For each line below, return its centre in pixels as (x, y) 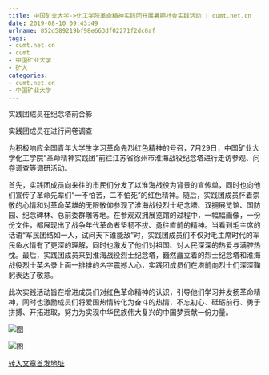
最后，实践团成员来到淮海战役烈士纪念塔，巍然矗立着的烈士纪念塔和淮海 (141, 255)
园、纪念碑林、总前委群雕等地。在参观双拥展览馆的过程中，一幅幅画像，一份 (134, 215)
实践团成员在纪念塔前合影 (50, 114)
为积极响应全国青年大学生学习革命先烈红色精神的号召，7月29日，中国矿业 (130, 148)
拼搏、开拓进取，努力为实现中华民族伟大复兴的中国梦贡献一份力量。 (120, 312)
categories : (28, 75)
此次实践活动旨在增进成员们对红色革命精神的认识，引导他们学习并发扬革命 (131, 292)
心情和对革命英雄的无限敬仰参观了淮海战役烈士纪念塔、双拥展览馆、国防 (141, 205)
